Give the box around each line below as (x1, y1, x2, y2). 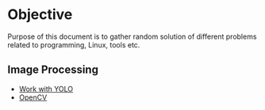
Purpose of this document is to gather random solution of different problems (7, 32, 257, 41)
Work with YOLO (18, 84, 73, 93)
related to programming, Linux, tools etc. (7, 40, 140, 49)
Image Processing (7, 63, 98, 77)
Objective (7, 6, 73, 24)
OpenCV (18, 93, 48, 102)
